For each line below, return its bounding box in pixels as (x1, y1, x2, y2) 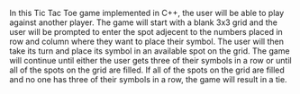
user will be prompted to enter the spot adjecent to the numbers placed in (9, 27, 284, 37)
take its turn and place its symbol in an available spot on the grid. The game (9, 46, 290, 56)
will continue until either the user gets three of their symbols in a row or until (9, 56, 292, 65)
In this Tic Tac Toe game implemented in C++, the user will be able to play (9, 8, 285, 18)
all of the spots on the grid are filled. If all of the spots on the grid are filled (9, 64, 286, 75)
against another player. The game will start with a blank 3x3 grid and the (9, 17, 277, 28)
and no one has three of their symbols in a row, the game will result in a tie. (9, 74, 287, 84)
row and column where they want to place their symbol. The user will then (9, 36, 284, 47)
